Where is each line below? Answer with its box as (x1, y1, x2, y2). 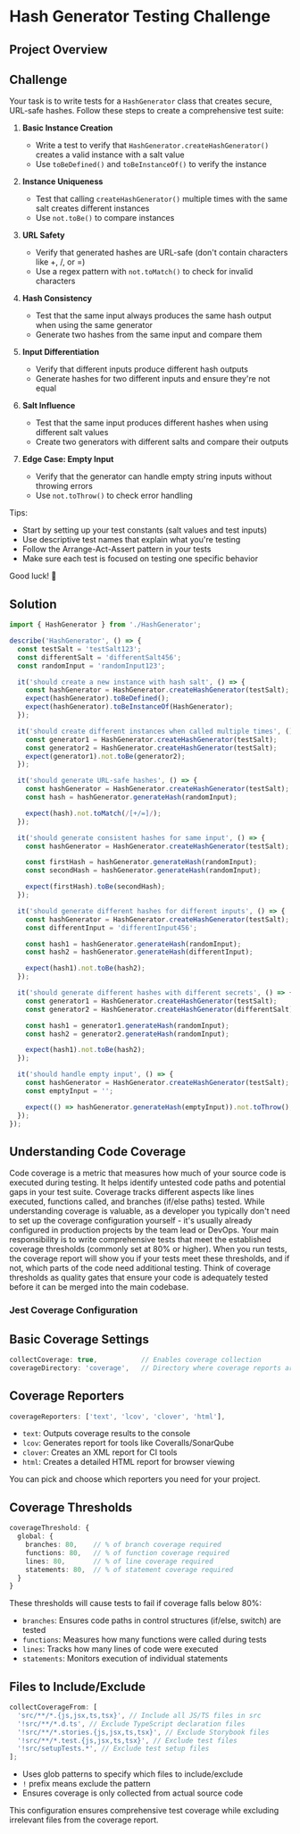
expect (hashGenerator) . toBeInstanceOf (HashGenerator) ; (25, 702, 234, 711)
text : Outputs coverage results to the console (21, 1428, 191, 1439)
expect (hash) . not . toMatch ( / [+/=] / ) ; (25, 809, 162, 818)
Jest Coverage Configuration (9, 1304, 138, 1317)
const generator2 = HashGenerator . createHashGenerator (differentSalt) (25, 1005, 294, 1014)
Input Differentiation (21, 347, 100, 358)
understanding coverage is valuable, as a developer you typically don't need (9, 1206, 290, 1216)
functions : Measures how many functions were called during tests (21, 1634, 267, 1645)
